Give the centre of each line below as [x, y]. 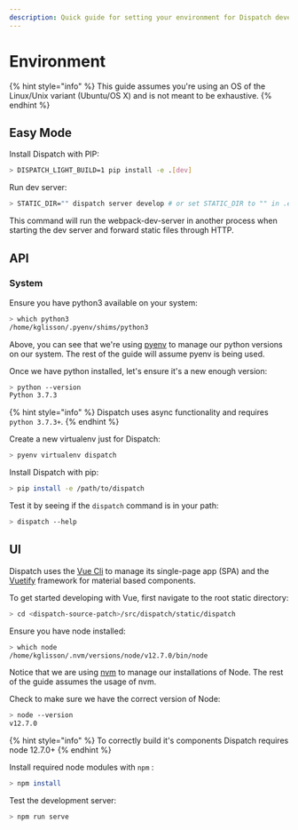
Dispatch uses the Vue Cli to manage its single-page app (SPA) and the [139, 571]
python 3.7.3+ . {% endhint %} [64, 422]
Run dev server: [38, 188]
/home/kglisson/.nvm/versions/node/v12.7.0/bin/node [109, 655]
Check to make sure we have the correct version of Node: [115, 699]
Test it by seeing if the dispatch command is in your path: [114, 506]
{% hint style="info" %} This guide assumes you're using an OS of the [137, 86]
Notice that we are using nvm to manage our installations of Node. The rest [146, 673]
